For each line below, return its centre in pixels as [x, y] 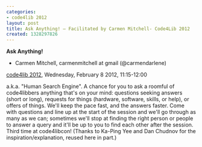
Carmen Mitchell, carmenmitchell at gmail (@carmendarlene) [91, 63]
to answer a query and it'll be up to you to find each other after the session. [100, 125]
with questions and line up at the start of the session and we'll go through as [101, 112]
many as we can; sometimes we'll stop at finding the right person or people [100, 119]
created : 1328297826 [32, 34]
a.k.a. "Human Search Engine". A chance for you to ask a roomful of [90, 86]
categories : [21, 12]
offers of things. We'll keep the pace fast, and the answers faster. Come [96, 105]
